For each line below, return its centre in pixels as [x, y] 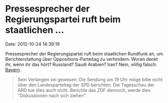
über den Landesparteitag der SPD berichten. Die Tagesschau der [86, 85]
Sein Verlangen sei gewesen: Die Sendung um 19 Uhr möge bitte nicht [90, 79]
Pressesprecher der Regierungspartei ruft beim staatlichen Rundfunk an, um [84, 54]
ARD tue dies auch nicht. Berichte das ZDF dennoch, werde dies [84, 90]
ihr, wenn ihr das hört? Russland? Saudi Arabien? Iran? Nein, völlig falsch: [81, 64]
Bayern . [13, 70]
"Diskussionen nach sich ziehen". [52, 95]
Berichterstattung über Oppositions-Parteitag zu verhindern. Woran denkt [82, 59]
